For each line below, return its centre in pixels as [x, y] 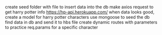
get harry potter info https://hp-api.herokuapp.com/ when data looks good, [80, 12]
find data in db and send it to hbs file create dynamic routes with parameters [81, 22]
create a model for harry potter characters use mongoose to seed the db [77, 17]
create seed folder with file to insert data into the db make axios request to [79, 7]
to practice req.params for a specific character [52, 27]
